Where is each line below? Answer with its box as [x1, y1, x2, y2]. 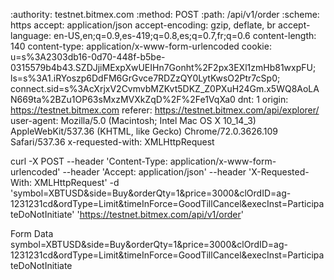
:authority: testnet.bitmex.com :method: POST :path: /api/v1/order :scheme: [10, 9, 320, 20]
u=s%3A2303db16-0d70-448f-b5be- [10, 51, 166, 63]
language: [10, 30, 52, 41]
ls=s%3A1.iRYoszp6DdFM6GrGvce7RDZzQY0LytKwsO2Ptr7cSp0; [10, 72, 281, 84]
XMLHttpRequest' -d [34, 177, 120, 188]
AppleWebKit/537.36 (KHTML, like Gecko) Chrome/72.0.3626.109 [10, 125, 278, 137]
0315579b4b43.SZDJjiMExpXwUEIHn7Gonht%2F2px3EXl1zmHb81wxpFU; [10, 62, 317, 73]
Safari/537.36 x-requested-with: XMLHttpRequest [10, 136, 215, 148]
